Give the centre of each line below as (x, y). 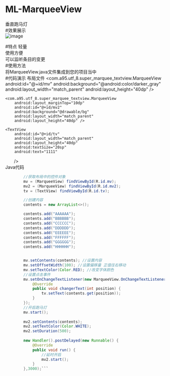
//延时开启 (51, 355)
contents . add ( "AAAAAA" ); (50, 214)
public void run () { (54, 350)
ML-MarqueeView (44, 9)
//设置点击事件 (37, 275)
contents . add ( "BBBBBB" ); (50, 219)
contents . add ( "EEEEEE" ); (50, 233)
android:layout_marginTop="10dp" (50, 103)
